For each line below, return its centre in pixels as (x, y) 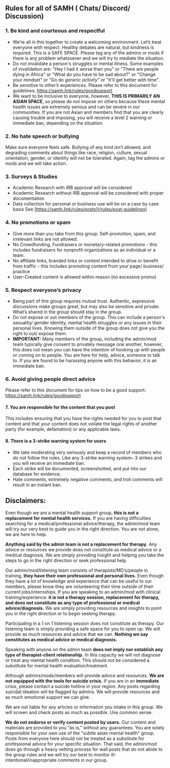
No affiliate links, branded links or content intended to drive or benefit (85, 260)
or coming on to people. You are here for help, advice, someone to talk (87, 355)
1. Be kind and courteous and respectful (55, 31)
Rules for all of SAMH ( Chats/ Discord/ (68, 8)
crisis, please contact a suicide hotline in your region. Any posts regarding (83, 687)
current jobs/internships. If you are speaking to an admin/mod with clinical (83, 592)
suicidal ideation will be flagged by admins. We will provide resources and (82, 692)
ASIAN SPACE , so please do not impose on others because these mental (89, 101)
